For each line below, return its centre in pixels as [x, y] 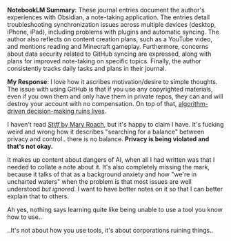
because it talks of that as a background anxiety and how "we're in [102, 174]
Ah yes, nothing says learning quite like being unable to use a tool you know [115, 210]
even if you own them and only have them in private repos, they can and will [115, 96]
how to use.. [25, 217]
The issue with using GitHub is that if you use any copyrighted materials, [110, 89]
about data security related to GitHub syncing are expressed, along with [109, 54]
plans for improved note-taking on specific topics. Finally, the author [104, 61]
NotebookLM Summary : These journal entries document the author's [106, 10]
